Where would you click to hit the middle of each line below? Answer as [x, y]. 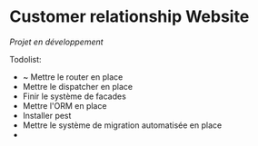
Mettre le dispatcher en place [78, 86]
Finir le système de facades [74, 96]
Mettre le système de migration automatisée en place [122, 125]
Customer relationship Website [129, 17]
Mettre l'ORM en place [64, 105]
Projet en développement [56, 42]
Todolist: [26, 59]
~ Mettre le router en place [73, 77]
